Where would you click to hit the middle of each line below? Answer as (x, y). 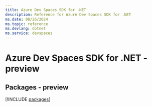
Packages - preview (37, 87)
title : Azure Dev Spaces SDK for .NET (46, 10)
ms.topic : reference (27, 24)
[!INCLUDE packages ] (28, 99)
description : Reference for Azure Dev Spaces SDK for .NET (68, 15)
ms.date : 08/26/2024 (27, 19)
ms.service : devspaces (29, 33)
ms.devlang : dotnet (26, 29)
